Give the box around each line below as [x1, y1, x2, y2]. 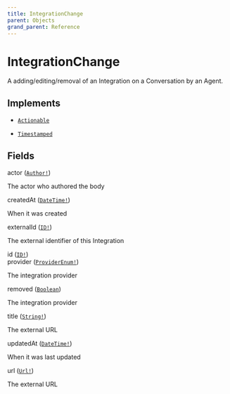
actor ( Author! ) [7, 168, 51, 176]
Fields [7, 150, 35, 162]
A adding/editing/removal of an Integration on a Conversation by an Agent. [7, 77, 224, 85]
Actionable [17, 117, 50, 124]
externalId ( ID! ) [7, 223, 53, 231]
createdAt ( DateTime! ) [7, 195, 70, 204]
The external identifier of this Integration [7, 236, 124, 244]
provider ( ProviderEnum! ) [7, 257, 79, 265]
